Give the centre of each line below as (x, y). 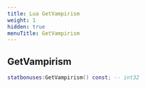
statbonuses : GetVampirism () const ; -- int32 (73, 78)
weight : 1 (22, 20)
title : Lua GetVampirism (44, 14)
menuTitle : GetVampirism (44, 33)
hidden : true (26, 27)
